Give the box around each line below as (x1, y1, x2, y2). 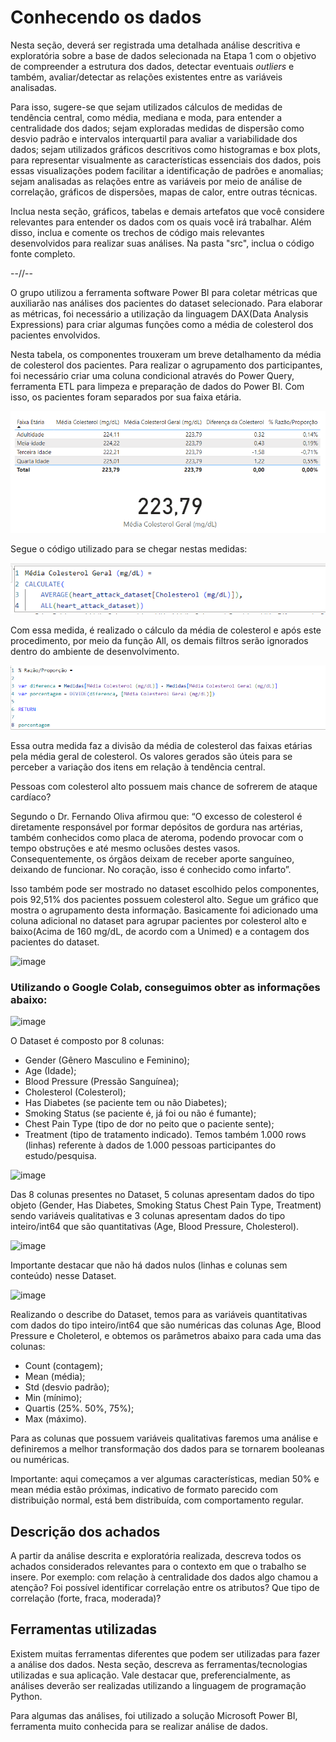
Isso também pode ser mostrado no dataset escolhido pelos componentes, (10, 882, 320, 895)
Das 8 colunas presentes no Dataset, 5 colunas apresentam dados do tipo (10, 1189, 315, 1201)
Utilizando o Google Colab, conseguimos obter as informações (10, 980, 321, 994)
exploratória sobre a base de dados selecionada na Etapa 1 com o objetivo (10, 49, 317, 61)
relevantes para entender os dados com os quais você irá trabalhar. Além (10, 216, 312, 228)
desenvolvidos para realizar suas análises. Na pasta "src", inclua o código (10, 237, 315, 249)
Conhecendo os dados (10, 6, 202, 29)
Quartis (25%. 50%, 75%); (24, 1402, 135, 1415)
